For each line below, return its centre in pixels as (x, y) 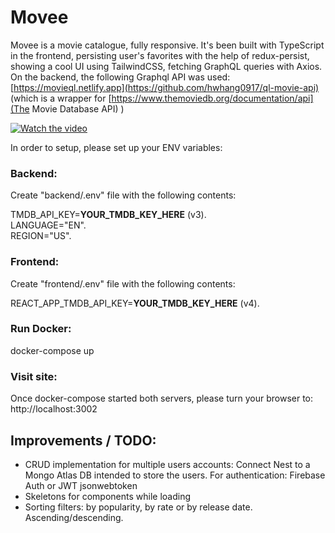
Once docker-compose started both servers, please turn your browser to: (162, 398)
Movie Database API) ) (78, 108)
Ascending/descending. (74, 517)
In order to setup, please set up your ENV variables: (116, 147)
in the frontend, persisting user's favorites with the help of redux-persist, (160, 55)
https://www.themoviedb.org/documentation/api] (212, 98)
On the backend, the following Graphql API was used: (120, 77)
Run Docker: (41, 329)
